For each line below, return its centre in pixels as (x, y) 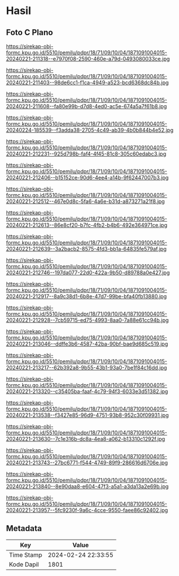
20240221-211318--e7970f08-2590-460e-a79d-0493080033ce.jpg (88, 59)
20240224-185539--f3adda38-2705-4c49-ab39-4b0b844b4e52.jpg (90, 130)
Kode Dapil (24, 564)
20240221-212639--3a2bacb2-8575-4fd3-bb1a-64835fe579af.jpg (86, 249)
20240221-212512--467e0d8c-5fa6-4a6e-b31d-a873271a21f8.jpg (85, 201)
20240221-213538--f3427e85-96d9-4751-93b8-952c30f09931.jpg (87, 415)
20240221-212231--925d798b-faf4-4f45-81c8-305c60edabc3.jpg (86, 154)
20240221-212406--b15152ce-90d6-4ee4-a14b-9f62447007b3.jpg (87, 177)
